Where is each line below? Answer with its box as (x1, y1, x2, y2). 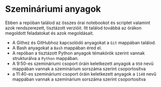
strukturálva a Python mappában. (12, 55, 79, 61)
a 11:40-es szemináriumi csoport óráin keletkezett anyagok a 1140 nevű (12, 71, 157, 77)
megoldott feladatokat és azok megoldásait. (5, 30, 94, 36)
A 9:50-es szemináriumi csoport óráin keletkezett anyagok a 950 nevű (12, 60, 154, 66)
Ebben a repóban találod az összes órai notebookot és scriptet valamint (5, 20, 151, 26)
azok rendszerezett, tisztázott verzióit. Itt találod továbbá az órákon (5, 25, 142, 30)
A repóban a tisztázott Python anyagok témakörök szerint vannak (12, 50, 145, 56)
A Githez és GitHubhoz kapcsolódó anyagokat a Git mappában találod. (12, 39, 156, 45)
